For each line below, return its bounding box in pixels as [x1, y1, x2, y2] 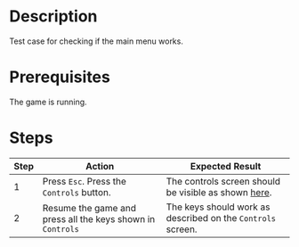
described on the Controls [166, 211, 277, 224]
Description [9, 6, 98, 27]
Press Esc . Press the [42, 175, 126, 187]
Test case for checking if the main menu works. [9, 36, 184, 46]
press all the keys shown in [42, 212, 156, 225]
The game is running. [9, 96, 87, 107]
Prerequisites [9, 67, 111, 87]
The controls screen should [166, 175, 281, 187]
